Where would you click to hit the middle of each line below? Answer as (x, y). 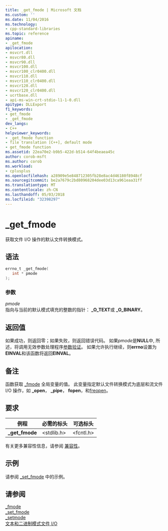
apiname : (15, 39)
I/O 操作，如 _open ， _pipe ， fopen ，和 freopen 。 (58, 390)
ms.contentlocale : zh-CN (32, 190)
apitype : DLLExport (26, 105)
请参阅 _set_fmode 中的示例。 (36, 477)
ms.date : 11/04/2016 (27, 19)
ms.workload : (19, 166)
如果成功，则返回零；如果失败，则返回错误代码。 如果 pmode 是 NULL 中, (80, 341)
